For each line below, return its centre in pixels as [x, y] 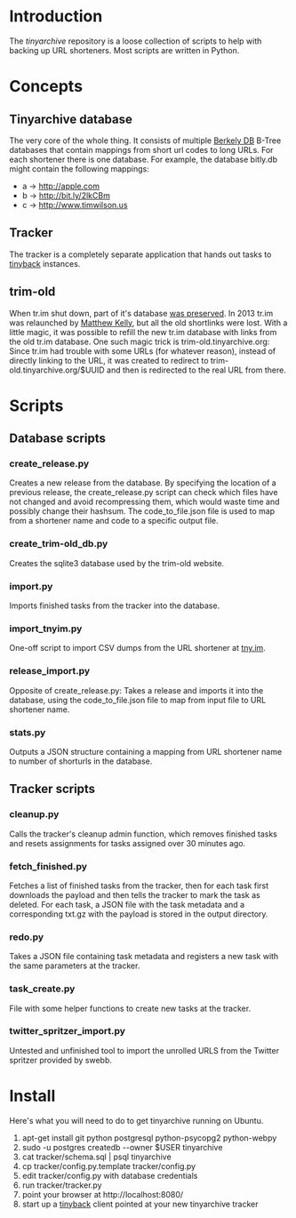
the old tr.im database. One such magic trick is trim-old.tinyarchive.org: [140, 341]
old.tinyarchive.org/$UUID [57, 370]
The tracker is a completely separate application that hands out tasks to [140, 254]
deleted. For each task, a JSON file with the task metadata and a [127, 904]
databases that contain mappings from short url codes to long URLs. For [141, 149]
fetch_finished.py [48, 866]
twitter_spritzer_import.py [68, 1031]
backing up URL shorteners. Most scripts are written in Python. [124, 50]
